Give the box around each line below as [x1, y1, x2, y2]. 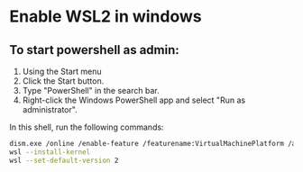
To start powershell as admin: [9, 42, 180, 58]
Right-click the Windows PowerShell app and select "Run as [22, 95, 246, 105]
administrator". [22, 104, 78, 114]
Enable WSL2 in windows [9, 6, 202, 27]
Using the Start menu [22, 66, 102, 77]
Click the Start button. [22, 76, 105, 86]
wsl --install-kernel [9, 147, 91, 157]
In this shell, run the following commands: [9, 122, 164, 132]
